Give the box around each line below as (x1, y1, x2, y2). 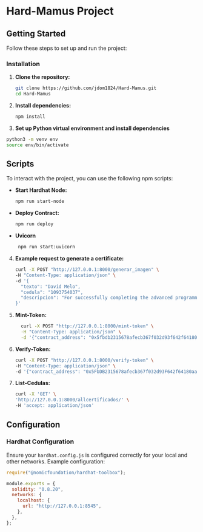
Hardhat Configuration (6, 437, 75, 446)
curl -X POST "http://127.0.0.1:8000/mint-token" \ (21, 323, 154, 329)
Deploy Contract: (15, 210, 59, 217)
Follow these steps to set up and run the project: (6, 44, 127, 52)
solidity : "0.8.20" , (12, 486, 64, 493)
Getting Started (6, 29, 66, 39)
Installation (6, 60, 41, 68)
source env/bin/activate (6, 142, 69, 148)
